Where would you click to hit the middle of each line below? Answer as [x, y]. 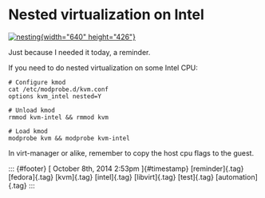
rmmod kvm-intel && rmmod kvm [59, 117]
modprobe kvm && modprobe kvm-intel [69, 138]
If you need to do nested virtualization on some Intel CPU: [103, 67]
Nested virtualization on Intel [107, 15]
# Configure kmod [37, 82]
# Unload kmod [32, 110]
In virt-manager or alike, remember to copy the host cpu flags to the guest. [131, 152]
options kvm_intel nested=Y [55, 96]
